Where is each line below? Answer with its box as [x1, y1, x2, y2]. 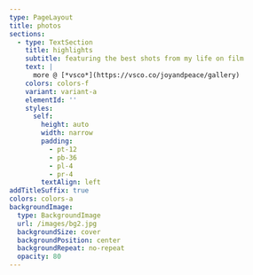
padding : [41, 137, 74, 145]
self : [32, 112, 53, 121]
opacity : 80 [17, 252, 62, 262]
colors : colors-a [9, 194, 74, 204]
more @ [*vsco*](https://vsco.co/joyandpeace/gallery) [32, 71, 241, 80]
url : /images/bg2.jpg [17, 219, 98, 228]
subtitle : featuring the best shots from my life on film [25, 54, 244, 63]
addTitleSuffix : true [9, 186, 90, 195]
